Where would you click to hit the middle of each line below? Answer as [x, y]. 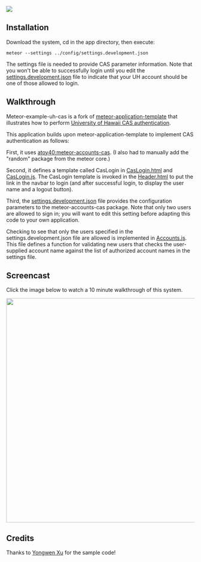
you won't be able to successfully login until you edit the [76, 70]
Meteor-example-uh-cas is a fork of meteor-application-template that [92, 116]
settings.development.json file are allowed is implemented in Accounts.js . [97, 238]
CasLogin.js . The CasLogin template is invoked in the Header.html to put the [100, 176]
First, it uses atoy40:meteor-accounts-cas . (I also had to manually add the [98, 152]
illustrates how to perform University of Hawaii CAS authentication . [89, 123]
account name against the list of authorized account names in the [109, 251]
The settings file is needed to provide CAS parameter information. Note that [99, 64]
